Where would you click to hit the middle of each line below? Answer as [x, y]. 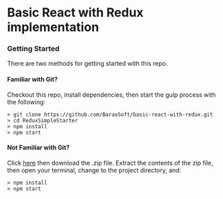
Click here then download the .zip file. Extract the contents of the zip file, [110, 163]
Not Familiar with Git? [38, 148]
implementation [53, 27]
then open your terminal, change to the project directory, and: [94, 170]
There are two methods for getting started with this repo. [87, 64]
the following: [26, 102]
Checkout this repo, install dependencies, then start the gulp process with [111, 95]
